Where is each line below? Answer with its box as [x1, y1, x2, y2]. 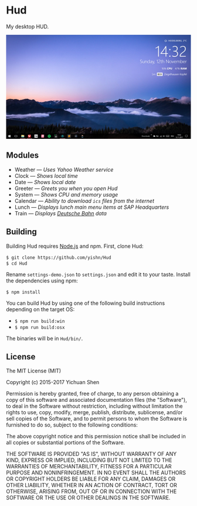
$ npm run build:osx [14, 324, 65, 330]
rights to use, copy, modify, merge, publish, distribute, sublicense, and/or [6, 409, 183, 416]
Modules [6, 151, 39, 161]
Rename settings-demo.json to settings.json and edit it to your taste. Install [6, 271, 191, 278]
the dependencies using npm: [6, 277, 78, 284]
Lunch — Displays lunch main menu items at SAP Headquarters [14, 204, 169, 211]
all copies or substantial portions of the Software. [6, 439, 125, 446]
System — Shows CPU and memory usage [14, 191, 118, 198]
